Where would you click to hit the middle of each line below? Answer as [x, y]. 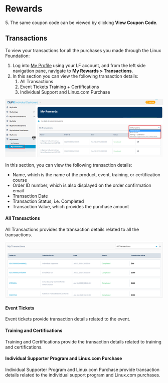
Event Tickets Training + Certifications [59, 87]
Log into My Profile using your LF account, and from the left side [79, 65]
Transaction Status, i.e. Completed [48, 201]
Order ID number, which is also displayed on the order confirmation [82, 185]
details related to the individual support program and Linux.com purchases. [83, 375]
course [20, 180]
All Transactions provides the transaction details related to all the [72, 229]
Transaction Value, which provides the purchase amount [71, 207]
